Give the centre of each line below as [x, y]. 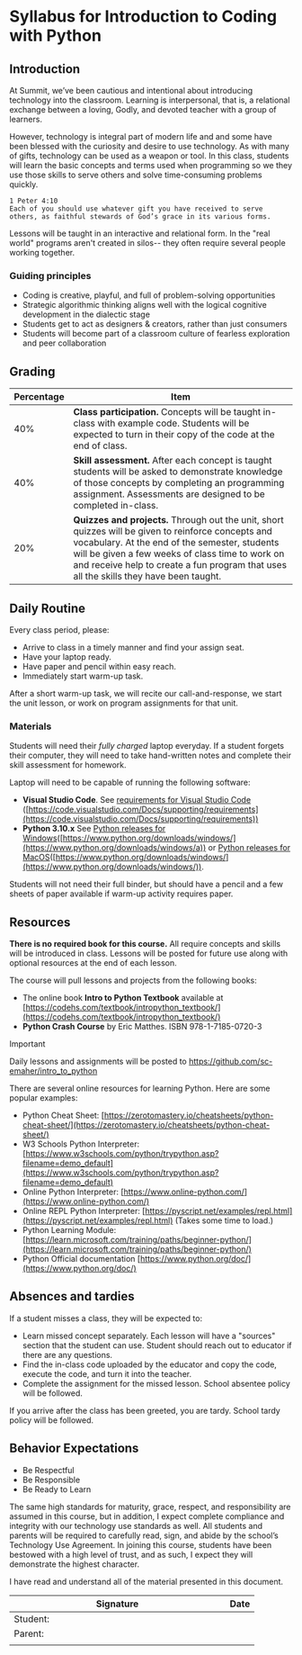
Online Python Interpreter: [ [73, 1192]
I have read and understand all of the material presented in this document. [147, 1581]
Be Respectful [48, 1470]
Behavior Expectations [74, 1448]
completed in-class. [116, 506]
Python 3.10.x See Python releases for [94, 829]
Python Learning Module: [69, 1230]
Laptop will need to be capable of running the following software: [130, 783]
